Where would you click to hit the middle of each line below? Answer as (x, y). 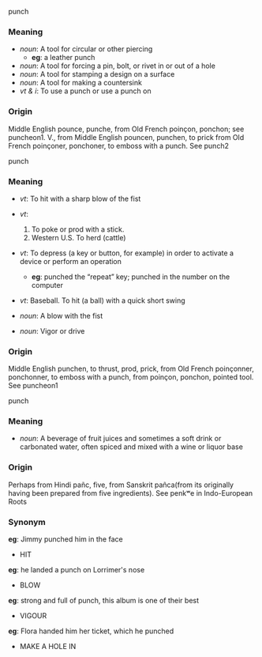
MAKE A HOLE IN (48, 647)
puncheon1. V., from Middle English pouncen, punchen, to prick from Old (126, 137)
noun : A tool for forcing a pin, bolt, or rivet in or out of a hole (117, 66)
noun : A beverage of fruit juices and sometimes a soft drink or (120, 439)
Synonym (27, 522)
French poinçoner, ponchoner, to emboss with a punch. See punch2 (118, 145)
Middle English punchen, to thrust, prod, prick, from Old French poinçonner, (131, 369)
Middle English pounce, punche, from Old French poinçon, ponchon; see (126, 129)
